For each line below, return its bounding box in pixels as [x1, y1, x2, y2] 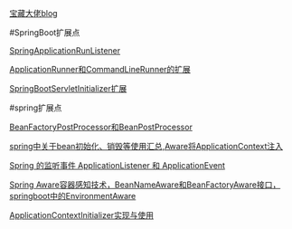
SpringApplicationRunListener [9, 45, 120, 56]
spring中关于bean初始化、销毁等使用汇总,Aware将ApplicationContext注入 [9, 141, 283, 151]
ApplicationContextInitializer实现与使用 [9, 210, 154, 220]
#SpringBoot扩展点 [9, 27, 80, 38]
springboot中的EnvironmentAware [9, 191, 137, 201]
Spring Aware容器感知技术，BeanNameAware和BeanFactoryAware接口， [9, 179, 281, 190]
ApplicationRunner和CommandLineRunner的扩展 [9, 64, 192, 74]
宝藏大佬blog [9, 8, 58, 18]
